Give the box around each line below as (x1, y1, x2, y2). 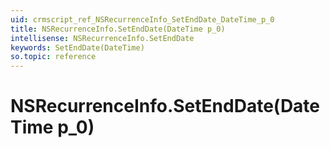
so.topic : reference (10, 52, 97, 62)
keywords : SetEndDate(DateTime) (10, 42, 145, 53)
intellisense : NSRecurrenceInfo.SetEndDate (10, 33, 195, 43)
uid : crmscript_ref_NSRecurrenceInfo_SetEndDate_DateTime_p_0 (10, 14, 275, 25)
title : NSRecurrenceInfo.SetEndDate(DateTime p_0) (10, 24, 226, 34)
